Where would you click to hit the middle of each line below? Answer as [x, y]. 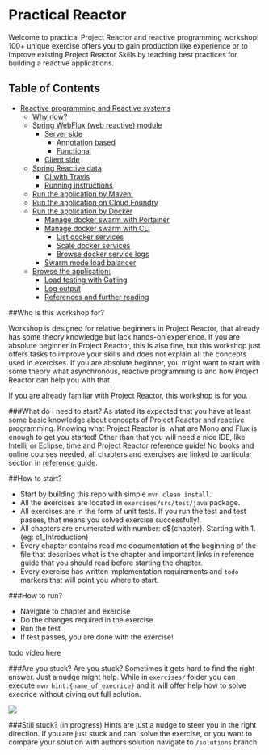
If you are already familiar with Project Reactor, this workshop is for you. [128, 395]
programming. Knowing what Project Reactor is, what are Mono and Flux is [132, 428]
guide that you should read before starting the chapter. [111, 563]
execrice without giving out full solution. [75, 694]
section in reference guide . [53, 462]
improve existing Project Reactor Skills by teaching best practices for [123, 54]
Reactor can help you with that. [60, 380]
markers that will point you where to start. [89, 580]
